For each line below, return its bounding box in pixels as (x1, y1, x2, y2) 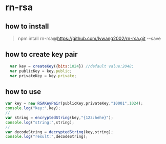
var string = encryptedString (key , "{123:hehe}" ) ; (5, 115, 114, 120)
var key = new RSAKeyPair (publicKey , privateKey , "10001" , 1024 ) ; (5, 101, 143, 106)
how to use (5, 87, 42, 96)
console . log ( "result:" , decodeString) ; (5, 134, 88, 139)
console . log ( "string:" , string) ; (5, 119, 74, 125)
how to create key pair (5, 50, 78, 59)
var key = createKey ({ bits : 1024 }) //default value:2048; (10, 63, 134, 69)
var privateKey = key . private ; (10, 73, 77, 78)
